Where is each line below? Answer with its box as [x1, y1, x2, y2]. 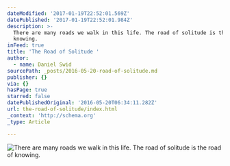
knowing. [13, 36, 38, 43]
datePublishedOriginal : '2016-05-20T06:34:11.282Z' [7, 99, 157, 106]
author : [7, 55, 29, 62]
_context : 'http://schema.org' [7, 112, 97, 119]
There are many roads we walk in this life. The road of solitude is [13, 29, 216, 36]
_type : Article [7, 118, 51, 126]
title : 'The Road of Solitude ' [7, 49, 99, 56]
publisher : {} [7, 73, 48, 81]
